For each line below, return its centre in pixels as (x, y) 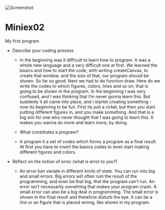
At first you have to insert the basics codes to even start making (84, 147)
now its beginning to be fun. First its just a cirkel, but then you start (87, 107)
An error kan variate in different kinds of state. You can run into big (87, 171)
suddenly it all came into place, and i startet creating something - (85, 102)
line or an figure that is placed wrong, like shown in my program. (85, 202)
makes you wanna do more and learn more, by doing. (74, 122)
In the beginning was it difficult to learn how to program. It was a (85, 60)
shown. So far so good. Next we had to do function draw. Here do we (90, 80)
